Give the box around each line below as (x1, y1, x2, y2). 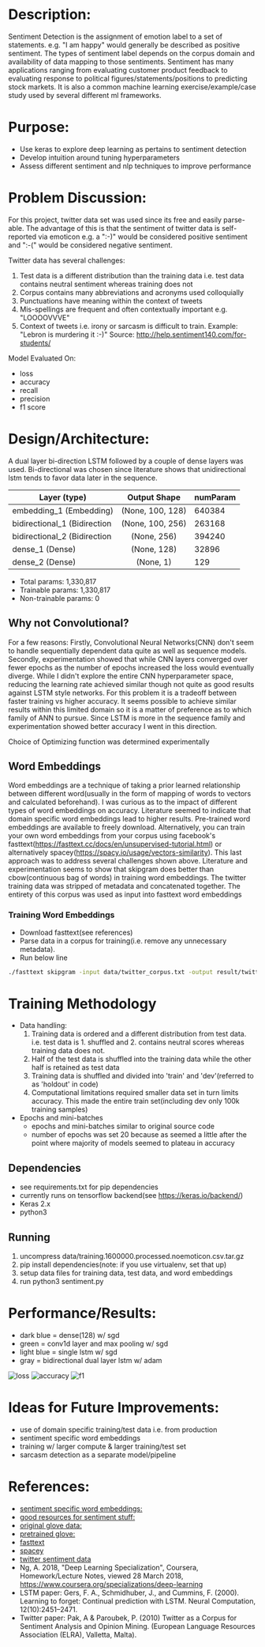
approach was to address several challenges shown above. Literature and (8, 856, 248, 866)
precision (19, 394, 50, 403)
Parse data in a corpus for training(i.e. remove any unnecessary (19, 935, 227, 946)
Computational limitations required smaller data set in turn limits (31, 1088, 239, 1097)
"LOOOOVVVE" (19, 312, 70, 322)
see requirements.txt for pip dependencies (19, 1182, 159, 1192)
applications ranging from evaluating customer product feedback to (8, 65, 228, 74)
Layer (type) (39, 492, 87, 503)
